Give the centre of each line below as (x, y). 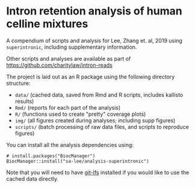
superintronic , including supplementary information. (72, 47)
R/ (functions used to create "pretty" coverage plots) (80, 114)
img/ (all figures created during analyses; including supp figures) (95, 120)
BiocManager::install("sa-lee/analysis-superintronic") (78, 161)
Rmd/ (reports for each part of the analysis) (68, 107)
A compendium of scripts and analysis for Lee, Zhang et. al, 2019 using (94, 40)
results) (24, 101)
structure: (18, 83)
